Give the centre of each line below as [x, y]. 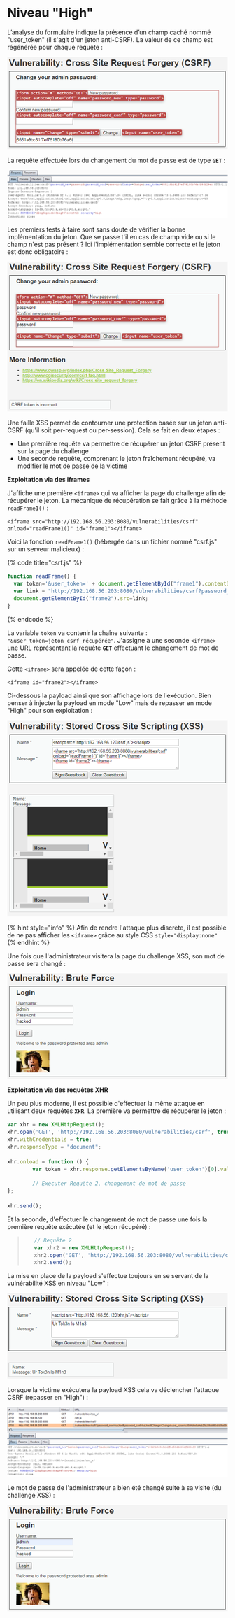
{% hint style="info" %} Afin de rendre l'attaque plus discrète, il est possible [117, 928]
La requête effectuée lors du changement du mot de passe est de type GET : [116, 160]
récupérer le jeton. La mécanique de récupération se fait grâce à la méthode [117, 501]
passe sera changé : [37, 964]
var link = [29, 591]
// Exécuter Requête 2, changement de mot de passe [109, 1184]
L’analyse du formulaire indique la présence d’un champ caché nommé [109, 32]
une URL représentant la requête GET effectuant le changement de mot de [113, 648]
